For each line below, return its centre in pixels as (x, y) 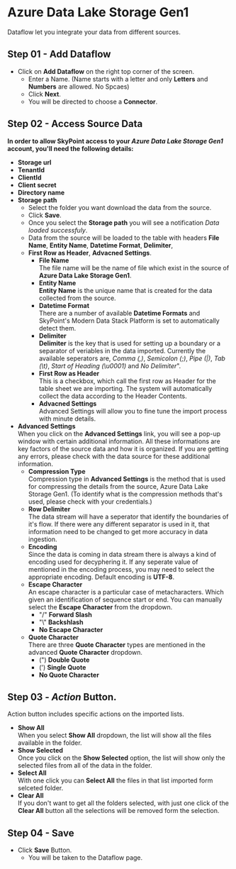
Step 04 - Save (41, 833)
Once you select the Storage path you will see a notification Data (124, 222)
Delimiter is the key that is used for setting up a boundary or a (130, 343)
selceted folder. (40, 788)
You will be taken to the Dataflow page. (85, 858)
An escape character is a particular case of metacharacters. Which (126, 592)
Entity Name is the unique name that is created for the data (125, 290)
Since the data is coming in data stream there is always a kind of (122, 554)
